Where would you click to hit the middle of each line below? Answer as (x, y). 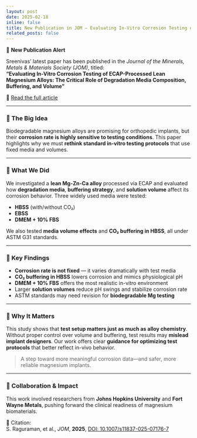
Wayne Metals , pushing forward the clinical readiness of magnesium (89, 405)
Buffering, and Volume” (35, 86)
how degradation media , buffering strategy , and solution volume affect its (98, 189)
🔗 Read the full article (32, 98)
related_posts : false (33, 33)
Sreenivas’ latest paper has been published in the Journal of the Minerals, (95, 62)
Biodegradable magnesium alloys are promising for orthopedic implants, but (98, 131)
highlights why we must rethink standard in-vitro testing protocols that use (98, 144)
